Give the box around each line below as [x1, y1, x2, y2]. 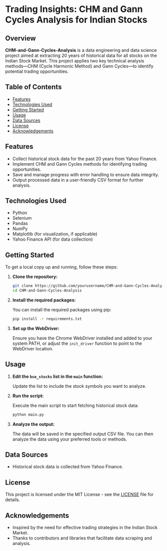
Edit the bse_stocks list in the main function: [12, 373, 103, 379]
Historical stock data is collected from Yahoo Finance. [12, 464, 124, 470]
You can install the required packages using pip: [12, 307, 112, 312]
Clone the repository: [12, 274, 58, 280]
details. [5, 497, 20, 503]
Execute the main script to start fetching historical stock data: [12, 402, 139, 408]
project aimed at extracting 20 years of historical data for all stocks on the [5, 52, 157, 58]
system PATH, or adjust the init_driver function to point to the [12, 340, 142, 346]
